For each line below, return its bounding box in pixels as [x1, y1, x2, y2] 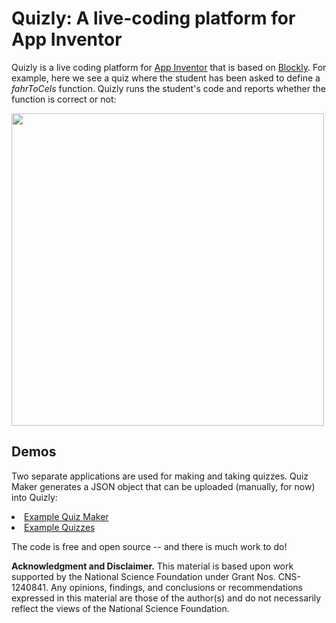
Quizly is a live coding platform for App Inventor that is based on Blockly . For [11, 61, 327, 73]
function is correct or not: [11, 93, 117, 105]
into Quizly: [11, 491, 58, 503]
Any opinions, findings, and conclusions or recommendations [50, 581, 303, 593]
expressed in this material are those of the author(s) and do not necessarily [11, 592, 322, 604]
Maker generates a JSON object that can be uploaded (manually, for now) [11, 480, 316, 492]
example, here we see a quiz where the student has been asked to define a [11, 72, 321, 84]
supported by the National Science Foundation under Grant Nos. [11, 570, 276, 582]
